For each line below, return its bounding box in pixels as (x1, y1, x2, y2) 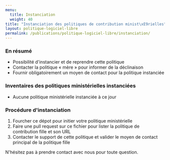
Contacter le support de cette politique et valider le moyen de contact (12, 134, 158, 140)
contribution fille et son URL (12, 128, 71, 134)
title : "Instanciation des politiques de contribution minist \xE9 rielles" (5, 21, 166, 27)
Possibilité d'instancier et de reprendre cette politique (12, 59, 125, 65)
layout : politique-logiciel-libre (5, 26, 78, 31)
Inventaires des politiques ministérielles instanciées (5, 82, 136, 89)
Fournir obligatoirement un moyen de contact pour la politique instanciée (12, 70, 164, 76)
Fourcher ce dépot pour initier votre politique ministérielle (12, 118, 133, 124)
